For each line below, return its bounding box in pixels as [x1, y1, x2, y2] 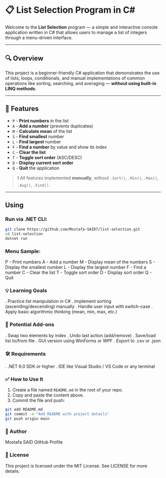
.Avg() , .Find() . [17, 182, 50, 188]
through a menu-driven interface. [5, 35, 73, 41]
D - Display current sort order [12, 160, 74, 166]
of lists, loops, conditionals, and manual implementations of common [5, 75, 145, 81]
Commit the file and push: [12, 397, 65, 403]
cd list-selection [5, 231, 43, 237]
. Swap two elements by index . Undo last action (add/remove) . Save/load [5, 332, 156, 338]
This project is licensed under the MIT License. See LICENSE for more [5, 463, 147, 469]
